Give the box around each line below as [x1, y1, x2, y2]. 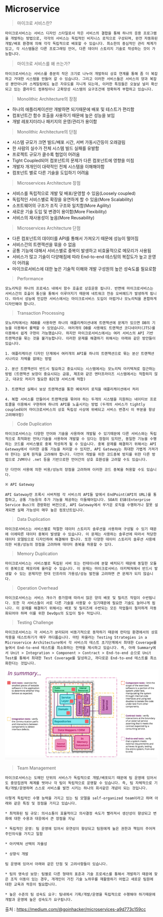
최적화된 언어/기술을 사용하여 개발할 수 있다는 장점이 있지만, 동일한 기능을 [17, 436, 148, 441]
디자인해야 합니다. [5, 301, 36, 306]
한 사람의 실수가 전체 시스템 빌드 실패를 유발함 [12, 145, 99, 151]
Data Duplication [17, 516, 51, 522]
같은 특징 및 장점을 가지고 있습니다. [14, 801, 77, 806]
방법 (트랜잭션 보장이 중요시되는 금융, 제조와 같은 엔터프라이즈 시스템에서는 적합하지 [5, 371, 152, 376]
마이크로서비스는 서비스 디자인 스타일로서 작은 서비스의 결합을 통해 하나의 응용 [5, 31, 142, 36]
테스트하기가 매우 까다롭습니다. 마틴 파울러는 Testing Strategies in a [17, 635, 147, 640]
